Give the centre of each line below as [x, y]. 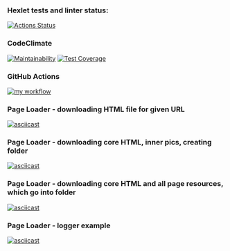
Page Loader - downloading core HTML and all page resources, [115, 184]
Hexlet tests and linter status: [58, 10]
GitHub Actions [34, 76]
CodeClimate [30, 44]
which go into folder [42, 192]
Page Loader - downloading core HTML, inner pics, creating [110, 142]
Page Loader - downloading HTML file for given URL [96, 109]
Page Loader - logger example [59, 225]
